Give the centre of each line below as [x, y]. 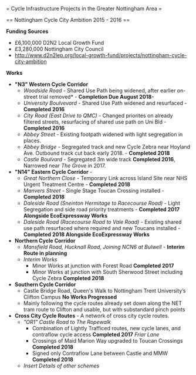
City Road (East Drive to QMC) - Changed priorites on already [98, 115]
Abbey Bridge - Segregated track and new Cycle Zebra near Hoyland [107, 147]
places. [32, 140]
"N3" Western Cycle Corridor [51, 84]
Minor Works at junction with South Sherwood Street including [107, 272]
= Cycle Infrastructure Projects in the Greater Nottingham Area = [84, 9]
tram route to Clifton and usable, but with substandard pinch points [104, 309]
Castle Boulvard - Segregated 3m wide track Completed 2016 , [99, 159]
